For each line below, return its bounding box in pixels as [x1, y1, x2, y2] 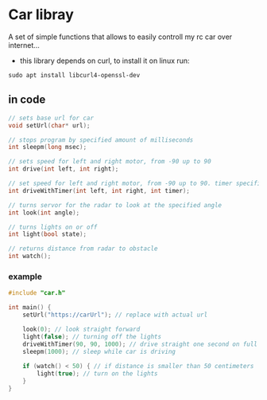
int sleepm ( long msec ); [8, 143, 87, 151]
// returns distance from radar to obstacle [8, 245, 158, 253]
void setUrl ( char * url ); [8, 121, 91, 129]
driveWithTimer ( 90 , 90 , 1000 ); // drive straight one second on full [22, 340, 258, 348]
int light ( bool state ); [8, 230, 87, 238]
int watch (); [8, 253, 52, 261]
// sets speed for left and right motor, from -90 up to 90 [8, 158, 212, 166]
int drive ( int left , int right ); [8, 165, 119, 173]
